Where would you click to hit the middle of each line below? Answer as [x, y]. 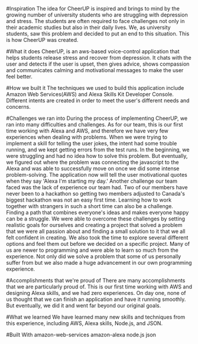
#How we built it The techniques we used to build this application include [95, 88]
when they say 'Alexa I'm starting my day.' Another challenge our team [92, 181]
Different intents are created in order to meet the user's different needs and [98, 100]
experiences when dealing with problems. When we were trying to [87, 137]
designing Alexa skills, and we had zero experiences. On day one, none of [96, 293]
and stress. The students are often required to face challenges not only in [95, 21]
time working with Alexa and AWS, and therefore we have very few [87, 131]
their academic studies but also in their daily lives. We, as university [88, 27]
